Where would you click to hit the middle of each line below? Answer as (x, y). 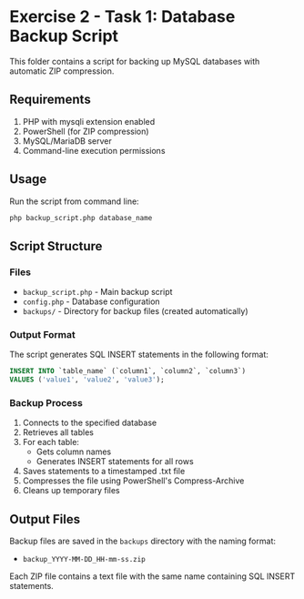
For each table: (51, 442)
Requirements (50, 100)
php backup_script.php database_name (81, 218)
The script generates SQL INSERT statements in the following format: (139, 355)
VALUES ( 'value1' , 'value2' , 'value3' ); (87, 380)
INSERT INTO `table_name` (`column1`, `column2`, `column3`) (128, 371)
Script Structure (56, 246)
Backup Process (46, 403)
